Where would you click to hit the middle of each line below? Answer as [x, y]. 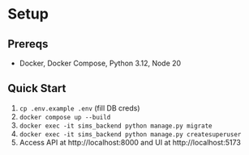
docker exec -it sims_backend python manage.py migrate [116, 126]
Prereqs [28, 44]
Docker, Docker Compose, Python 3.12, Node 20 [100, 63]
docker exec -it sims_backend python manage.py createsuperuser [130, 134]
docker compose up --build [65, 117]
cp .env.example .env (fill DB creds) [79, 108]
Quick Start [37, 88]
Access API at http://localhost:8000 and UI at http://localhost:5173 [130, 142]
